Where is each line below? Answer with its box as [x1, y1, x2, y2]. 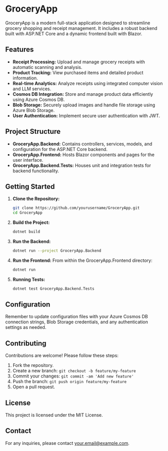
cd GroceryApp [12, 210, 43, 215]
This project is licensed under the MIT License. [5, 412, 103, 418]
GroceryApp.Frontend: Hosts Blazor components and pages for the [12, 152, 155, 158]
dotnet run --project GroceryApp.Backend [12, 248, 102, 253]
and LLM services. [12, 86, 52, 92]
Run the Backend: [12, 239, 51, 244]
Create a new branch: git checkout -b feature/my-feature [12, 368, 136, 374]
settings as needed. [5, 324, 47, 330]
